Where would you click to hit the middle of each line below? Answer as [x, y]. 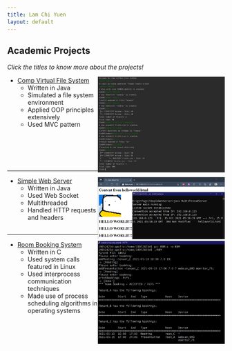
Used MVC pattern [54, 125]
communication [50, 281]
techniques [43, 289]
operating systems [54, 311]
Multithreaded [47, 203]
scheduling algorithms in [62, 303]
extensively [44, 117]
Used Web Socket [53, 196]
